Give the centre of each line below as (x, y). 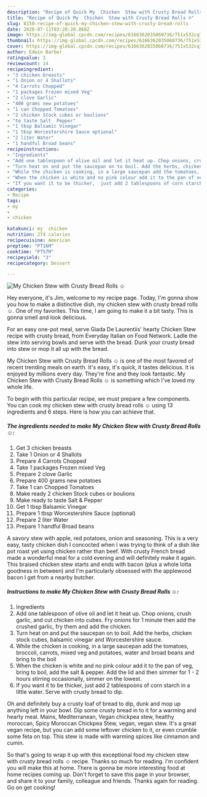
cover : (15, 47)
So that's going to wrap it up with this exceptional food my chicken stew (98, 755)
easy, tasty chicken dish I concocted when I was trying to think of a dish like (103, 545)
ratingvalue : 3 (26, 58)
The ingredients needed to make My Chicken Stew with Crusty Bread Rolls (104, 426)
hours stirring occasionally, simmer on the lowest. (79, 679)
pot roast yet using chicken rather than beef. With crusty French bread (96, 551)
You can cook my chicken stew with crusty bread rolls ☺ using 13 (90, 406)
